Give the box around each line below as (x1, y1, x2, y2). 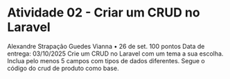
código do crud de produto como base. (7, 64, 119, 72)
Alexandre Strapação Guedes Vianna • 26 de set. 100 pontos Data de (7, 42, 205, 50)
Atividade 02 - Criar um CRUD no (7, 5, 200, 21)
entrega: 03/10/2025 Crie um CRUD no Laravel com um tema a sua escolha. (7, 49, 224, 58)
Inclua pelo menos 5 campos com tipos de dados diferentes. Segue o (7, 56, 206, 65)
